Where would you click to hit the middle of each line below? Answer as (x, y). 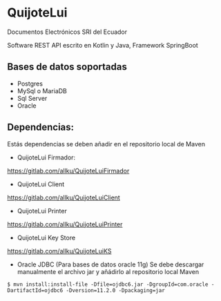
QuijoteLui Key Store (46, 237)
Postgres (30, 84)
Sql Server (32, 98)
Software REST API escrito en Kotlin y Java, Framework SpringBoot (103, 45)
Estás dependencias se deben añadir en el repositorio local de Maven (106, 144)
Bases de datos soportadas (67, 67)
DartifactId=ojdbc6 (35, 290)
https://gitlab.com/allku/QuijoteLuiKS (59, 251)
